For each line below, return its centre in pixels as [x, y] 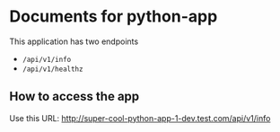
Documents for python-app [114, 17]
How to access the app [74, 97]
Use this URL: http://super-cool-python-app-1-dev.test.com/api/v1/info [140, 118]
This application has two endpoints [74, 41]
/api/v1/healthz [52, 69]
